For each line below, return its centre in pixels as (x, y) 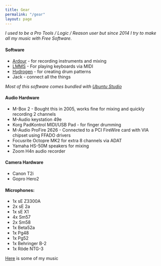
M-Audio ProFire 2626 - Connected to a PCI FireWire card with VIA (80, 130)
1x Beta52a (24, 228)
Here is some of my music (32, 259)
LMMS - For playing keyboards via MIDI (53, 66)
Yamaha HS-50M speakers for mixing (51, 146)
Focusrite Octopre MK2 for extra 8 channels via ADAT (67, 140)
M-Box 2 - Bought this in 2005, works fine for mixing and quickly (78, 109)
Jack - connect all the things (41, 77)
